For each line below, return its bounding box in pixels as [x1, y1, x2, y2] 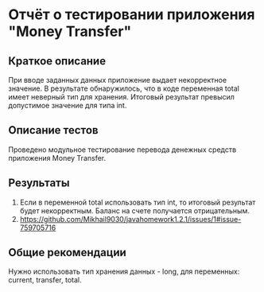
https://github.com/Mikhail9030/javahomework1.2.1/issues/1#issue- [19, 214, 242, 224]
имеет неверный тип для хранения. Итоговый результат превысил [8, 92, 235, 101]
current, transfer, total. [8, 275, 82, 285]
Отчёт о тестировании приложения [8, 6, 255, 24]
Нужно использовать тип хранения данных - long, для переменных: [8, 267, 240, 276]
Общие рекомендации [8, 246, 127, 259]
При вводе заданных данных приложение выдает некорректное [8, 76, 227, 84]
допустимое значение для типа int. [8, 101, 127, 110]
